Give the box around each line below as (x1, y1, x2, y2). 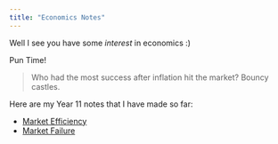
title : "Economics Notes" (9, 12, 105, 22)
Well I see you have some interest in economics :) (9, 37, 192, 48)
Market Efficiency (21, 116, 87, 126)
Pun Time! (9, 54, 47, 65)
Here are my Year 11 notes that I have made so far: (9, 99, 193, 109)
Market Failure (21, 125, 76, 136)
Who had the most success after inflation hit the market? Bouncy (30, 72, 269, 83)
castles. (30, 81, 61, 92)
